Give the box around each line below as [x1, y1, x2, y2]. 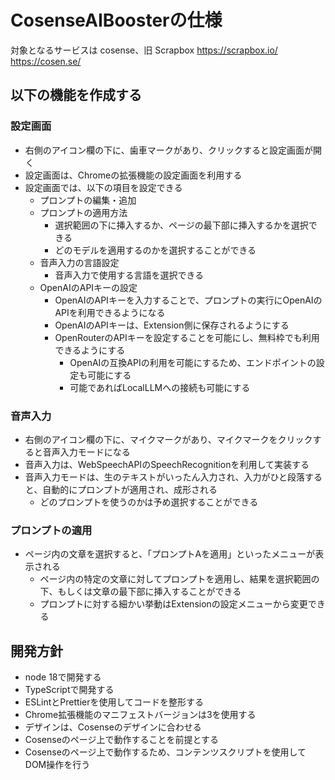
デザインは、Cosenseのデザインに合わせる [24, 721, 202, 733]
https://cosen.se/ [10, 55, 82, 67]
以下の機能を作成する [10, 87, 142, 104]
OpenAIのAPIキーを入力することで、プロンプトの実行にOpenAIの [54, 294, 323, 306]
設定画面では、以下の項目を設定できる [24, 181, 183, 193]
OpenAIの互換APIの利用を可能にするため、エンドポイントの [69, 356, 317, 368]
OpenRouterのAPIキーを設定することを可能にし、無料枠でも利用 [54, 331, 320, 343]
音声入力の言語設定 [39, 256, 120, 268]
